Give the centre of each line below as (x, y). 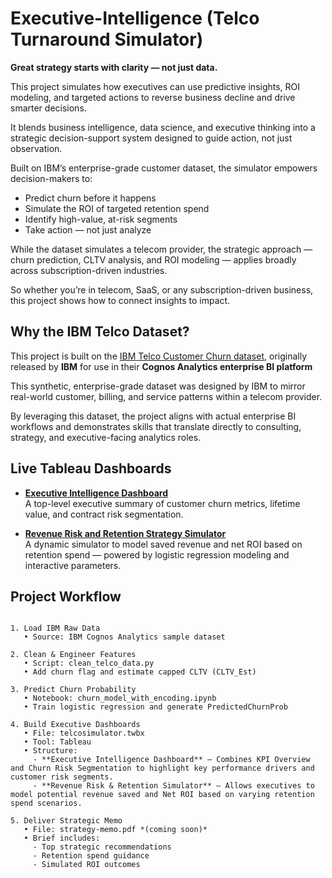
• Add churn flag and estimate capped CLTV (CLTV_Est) (140, 672)
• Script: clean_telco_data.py (89, 663)
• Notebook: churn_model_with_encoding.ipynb (120, 698)
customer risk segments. (62, 777)
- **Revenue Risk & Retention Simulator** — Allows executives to (173, 786)
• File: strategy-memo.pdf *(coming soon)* (115, 830)
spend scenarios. (46, 803)
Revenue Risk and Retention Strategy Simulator (125, 533)
